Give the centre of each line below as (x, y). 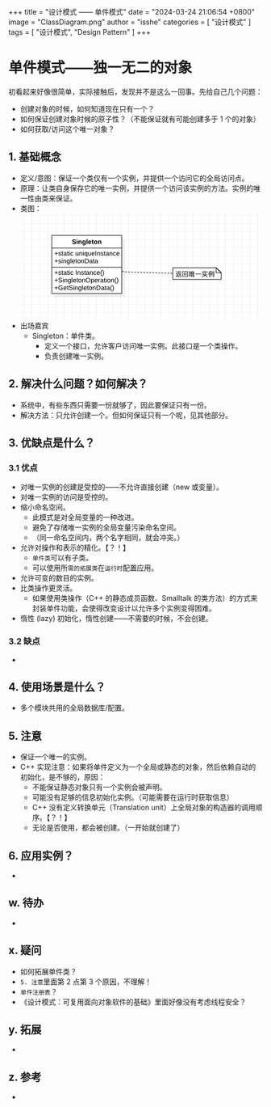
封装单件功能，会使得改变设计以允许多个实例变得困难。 (124, 608)
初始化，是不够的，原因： (63, 777)
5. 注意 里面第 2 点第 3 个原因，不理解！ (85, 982)
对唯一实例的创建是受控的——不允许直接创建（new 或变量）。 (122, 487)
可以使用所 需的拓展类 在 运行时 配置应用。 (95, 568)
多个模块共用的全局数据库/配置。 (74, 708)
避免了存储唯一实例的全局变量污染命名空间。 (106, 527)
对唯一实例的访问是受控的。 (66, 497)
